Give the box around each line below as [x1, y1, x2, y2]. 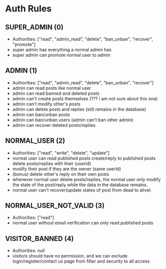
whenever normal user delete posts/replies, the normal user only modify [12, 176, 161, 182]
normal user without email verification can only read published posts [12, 220, 154, 226]
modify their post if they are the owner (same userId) [12, 166, 121, 172]
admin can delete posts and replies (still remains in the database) [12, 106, 147, 112]
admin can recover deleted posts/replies [12, 122, 96, 128]
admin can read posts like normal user [12, 85, 91, 91]
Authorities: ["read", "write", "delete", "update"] [12, 150, 110, 156]
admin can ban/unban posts [12, 111, 70, 117]
